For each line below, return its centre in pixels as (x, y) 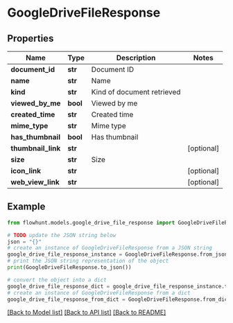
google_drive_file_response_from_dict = (67, 299)
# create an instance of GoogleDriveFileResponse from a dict (99, 293)
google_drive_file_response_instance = (65, 254)
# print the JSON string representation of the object (88, 261)
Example (26, 207)
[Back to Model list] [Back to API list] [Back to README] (87, 313)
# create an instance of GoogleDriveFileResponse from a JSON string (110, 248)
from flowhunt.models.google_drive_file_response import (91, 222)
